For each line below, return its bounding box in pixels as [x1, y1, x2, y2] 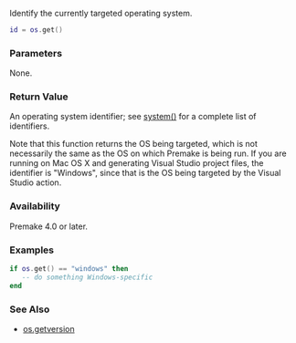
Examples [9, 244, 55, 256]
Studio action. [9, 177, 62, 188]
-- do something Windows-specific [21, 273, 153, 282]
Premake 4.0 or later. [9, 221, 89, 232]
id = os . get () [9, 26, 64, 35]
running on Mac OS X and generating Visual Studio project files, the [9, 158, 264, 169]
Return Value [9, 90, 69, 103]
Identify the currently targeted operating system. [9, 8, 193, 18]
